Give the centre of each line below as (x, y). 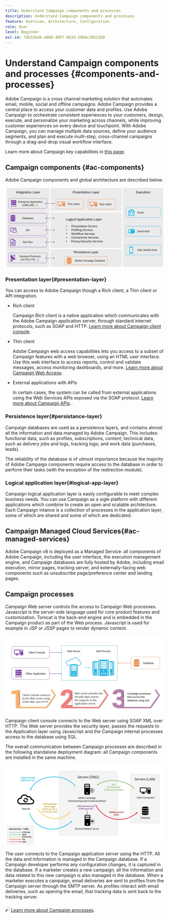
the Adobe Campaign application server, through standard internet (82, 321)
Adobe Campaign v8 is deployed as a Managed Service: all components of (83, 551)
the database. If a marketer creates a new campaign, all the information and (84, 870)
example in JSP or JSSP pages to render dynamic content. (66, 628)
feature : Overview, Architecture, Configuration (57, 21)
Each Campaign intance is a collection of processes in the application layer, (84, 510)
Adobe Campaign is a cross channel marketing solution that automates (79, 98)
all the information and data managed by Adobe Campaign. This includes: (82, 433)
